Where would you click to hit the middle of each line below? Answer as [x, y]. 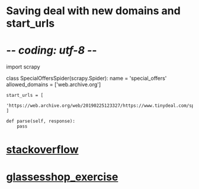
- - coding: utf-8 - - [52, 50]
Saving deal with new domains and [93, 11]
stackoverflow [42, 150]
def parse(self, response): [41, 121]
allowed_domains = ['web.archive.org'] [54, 84]
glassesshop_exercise [62, 177]
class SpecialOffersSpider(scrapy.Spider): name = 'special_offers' [86, 79]
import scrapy [23, 67]
